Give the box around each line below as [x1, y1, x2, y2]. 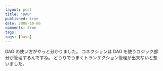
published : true [5, 16, 39, 21]
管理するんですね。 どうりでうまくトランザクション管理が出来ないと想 [13, 54, 158, 60]
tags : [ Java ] [5, 35, 32, 40]
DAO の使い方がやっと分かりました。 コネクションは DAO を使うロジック [5, 48, 154, 54]
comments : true [5, 25, 37, 30]
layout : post [5, 7, 32, 12]
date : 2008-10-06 [5, 21, 41, 26]
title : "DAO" [5, 12, 32, 17]
